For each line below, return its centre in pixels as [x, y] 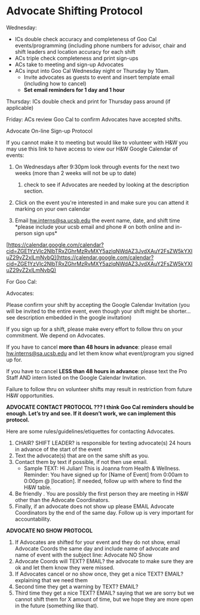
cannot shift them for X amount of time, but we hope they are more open [104, 599]
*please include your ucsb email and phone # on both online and [94, 227]
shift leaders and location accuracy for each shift [75, 51]
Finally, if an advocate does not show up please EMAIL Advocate [94, 506]
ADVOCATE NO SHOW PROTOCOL [50, 530]
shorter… [180, 311]
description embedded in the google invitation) [74, 317]
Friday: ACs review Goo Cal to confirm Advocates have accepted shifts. [94, 119]
